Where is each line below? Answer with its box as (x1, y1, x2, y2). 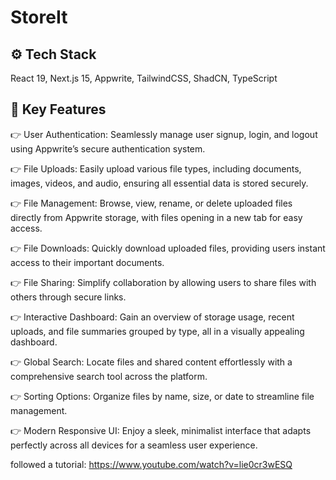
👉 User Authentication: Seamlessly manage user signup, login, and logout (10, 128, 318, 140)
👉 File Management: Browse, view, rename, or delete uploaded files (10, 197, 293, 209)
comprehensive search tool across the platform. (10, 370, 208, 382)
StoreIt (10, 6, 68, 29)
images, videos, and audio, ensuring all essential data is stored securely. (10, 177, 309, 189)
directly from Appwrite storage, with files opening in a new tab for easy (10, 211, 303, 223)
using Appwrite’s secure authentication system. (10, 142, 206, 155)
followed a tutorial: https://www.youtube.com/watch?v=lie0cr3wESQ (10, 458, 293, 470)
